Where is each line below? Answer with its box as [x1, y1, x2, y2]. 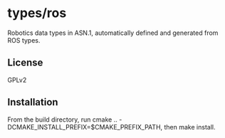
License [7, 57, 43, 69]
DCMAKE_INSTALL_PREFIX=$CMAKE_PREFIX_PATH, [7, 122, 163, 131]
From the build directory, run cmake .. [7, 115, 117, 124]
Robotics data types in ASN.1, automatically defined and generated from [7, 28, 219, 37]
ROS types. [7, 36, 41, 44]
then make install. [164, 122, 216, 131]
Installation [7, 96, 58, 108]
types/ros [7, 5, 67, 21]
